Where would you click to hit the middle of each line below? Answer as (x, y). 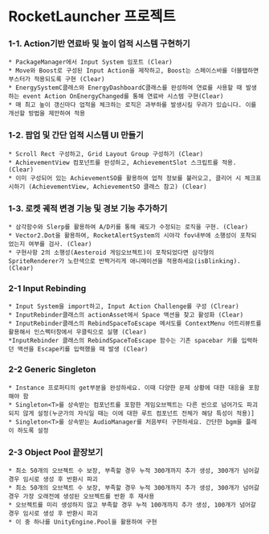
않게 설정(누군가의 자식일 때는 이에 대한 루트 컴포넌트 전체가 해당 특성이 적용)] (139, 413)
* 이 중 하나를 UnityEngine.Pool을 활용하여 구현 (83, 522)
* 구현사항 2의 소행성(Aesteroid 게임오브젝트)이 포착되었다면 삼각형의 (111, 253)
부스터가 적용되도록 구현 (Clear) (57, 80)
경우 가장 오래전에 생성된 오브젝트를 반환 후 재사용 (82, 496)
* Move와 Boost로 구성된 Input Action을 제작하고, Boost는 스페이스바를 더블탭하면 (134, 71)
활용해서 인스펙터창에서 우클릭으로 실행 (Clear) (77, 332)
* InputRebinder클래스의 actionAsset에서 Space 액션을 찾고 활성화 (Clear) (126, 315)
